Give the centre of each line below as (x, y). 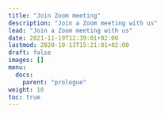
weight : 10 (26, 90)
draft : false (30, 53)
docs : (25, 75)
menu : (17, 68)
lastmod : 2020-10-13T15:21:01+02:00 (69, 45)
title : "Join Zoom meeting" (55, 16)
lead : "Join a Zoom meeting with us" (71, 30)
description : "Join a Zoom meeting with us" (83, 23)
